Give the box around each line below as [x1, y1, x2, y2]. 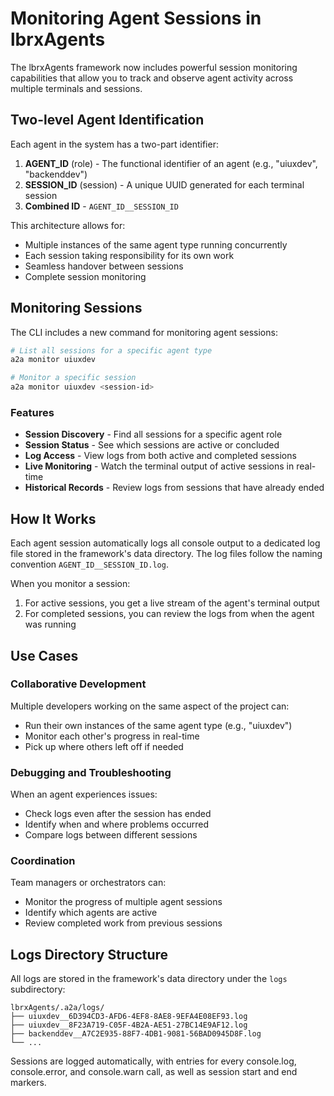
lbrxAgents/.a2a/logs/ [10, 1003, 105, 1013]
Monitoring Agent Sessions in [10, 7, 262, 30]
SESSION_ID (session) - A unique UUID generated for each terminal [24, 178, 305, 191]
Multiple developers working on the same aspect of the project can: [10, 700, 290, 712]
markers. [10, 1077, 47, 1089]
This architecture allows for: [10, 219, 126, 231]
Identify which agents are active [24, 907, 158, 919]
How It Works [10, 510, 97, 527]
